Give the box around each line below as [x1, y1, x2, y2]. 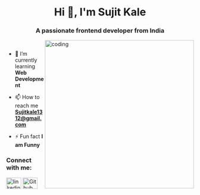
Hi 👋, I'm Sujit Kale [54, 5, 146, 19]
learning [14, 63, 36, 70]
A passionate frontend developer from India [35, 27, 165, 35]
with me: [6, 164, 32, 172]
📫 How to [14, 94, 40, 101]
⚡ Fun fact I [14, 133, 43, 140]
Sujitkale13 [14, 108, 43, 116]
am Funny [14, 142, 40, 149]
